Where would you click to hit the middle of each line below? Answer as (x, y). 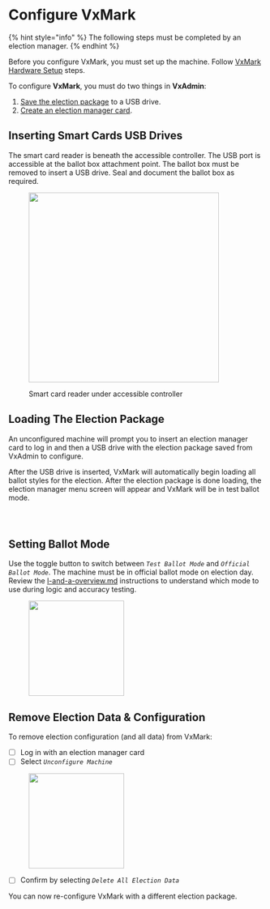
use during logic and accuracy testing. (73, 590)
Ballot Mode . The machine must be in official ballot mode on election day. (131, 572)
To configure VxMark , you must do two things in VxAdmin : (107, 86)
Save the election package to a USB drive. (90, 101)
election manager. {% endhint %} (64, 45)
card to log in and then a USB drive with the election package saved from (131, 447)
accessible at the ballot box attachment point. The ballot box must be (124, 164)
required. (24, 181)
